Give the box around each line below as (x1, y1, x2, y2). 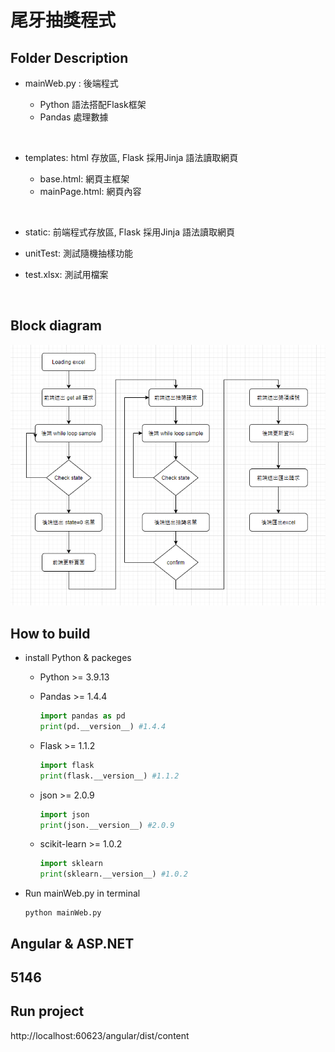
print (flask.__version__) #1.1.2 (39, 771, 180, 781)
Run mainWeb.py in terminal (24, 887, 141, 900)
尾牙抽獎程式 (10, 9, 117, 32)
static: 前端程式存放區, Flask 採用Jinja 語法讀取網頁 (24, 226, 235, 238)
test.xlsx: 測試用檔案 (24, 269, 109, 280)
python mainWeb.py (24, 908, 102, 918)
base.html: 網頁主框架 (39, 173, 130, 185)
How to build (10, 625, 91, 642)
